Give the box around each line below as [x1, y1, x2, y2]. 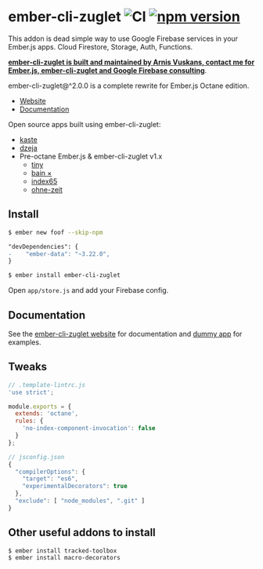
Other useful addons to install [8, 526, 157, 539]
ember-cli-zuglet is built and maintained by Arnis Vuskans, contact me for [8, 57, 255, 67]
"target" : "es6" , [22, 475, 79, 483]
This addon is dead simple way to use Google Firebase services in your [8, 34, 239, 43]
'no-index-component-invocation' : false [22, 425, 156, 432]
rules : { [15, 417, 44, 425]
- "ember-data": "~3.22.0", [8, 250, 110, 258]
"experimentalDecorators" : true [22, 483, 128, 491]
